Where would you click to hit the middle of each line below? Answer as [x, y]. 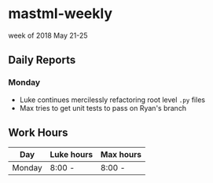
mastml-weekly [60, 14]
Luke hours [72, 155]
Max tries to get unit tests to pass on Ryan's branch [103, 108]
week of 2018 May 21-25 [48, 35]
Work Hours [38, 133]
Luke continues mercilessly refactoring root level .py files [112, 100]
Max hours [121, 155]
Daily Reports [42, 60]
